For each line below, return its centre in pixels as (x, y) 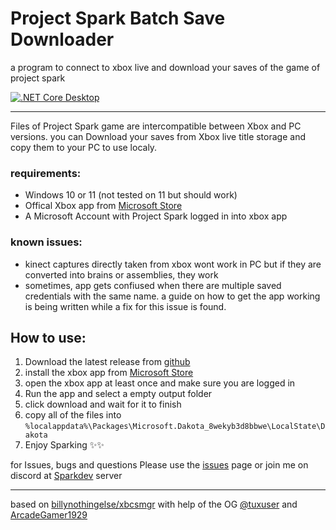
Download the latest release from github (107, 362)
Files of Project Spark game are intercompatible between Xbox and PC (156, 126)
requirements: (46, 173)
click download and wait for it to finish (103, 404)
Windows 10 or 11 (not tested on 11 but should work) (131, 195)
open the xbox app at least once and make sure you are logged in (160, 383)
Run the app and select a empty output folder (118, 394)
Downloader (62, 39)
